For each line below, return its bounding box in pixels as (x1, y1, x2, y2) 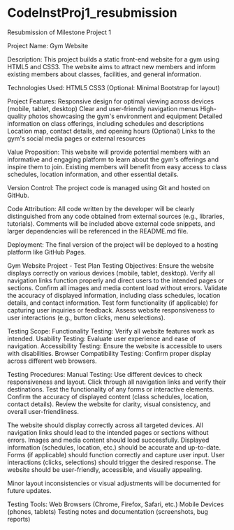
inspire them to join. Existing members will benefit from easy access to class (7, 162, 227, 171)
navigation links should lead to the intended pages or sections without (7, 428, 209, 436)
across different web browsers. (7, 357, 97, 365)
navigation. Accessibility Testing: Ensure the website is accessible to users (7, 341, 222, 350)
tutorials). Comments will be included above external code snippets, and (7, 219, 215, 228)
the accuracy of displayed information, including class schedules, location (7, 291, 221, 299)
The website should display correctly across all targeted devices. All (7, 421, 204, 429)
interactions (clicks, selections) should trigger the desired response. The (7, 458, 217, 466)
